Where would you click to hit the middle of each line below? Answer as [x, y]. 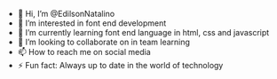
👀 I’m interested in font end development [92, 23]
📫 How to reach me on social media [84, 52]
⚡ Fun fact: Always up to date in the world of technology [120, 65]
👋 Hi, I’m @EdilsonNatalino [66, 14]
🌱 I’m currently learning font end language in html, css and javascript [143, 32]
